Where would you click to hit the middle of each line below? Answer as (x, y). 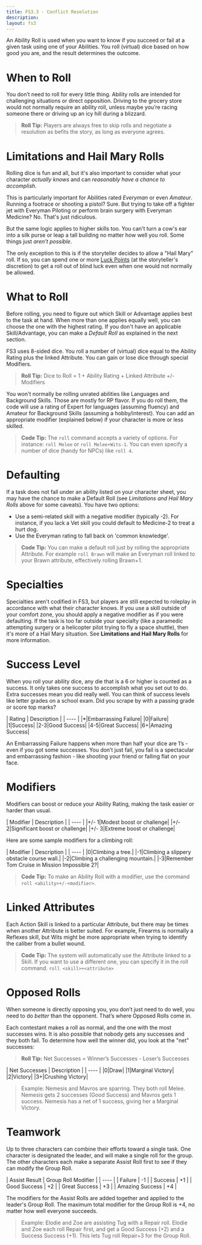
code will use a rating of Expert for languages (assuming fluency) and (93, 407)
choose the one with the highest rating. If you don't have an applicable (94, 327)
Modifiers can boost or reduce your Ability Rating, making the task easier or (100, 804)
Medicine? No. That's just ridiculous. (52, 217)
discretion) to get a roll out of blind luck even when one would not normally (99, 266)
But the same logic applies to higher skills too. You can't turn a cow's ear (96, 229)
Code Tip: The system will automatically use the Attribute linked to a (106, 955)
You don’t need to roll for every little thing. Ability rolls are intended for (93, 94)
